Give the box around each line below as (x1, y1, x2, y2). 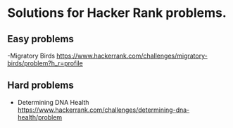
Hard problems (7, 79, 74, 91)
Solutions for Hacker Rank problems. (7, 5, 227, 21)
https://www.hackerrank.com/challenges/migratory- (56, 51, 208, 60)
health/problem (17, 113, 63, 121)
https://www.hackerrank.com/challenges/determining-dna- (17, 105, 190, 114)
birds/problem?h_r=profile (7, 59, 83, 68)
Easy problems (7, 33, 74, 45)
